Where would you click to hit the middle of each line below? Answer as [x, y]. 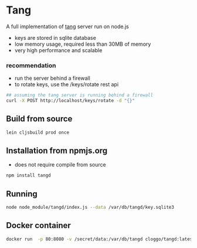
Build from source [39, 119]
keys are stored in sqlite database [55, 38]
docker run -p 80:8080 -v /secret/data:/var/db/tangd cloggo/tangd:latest [101, 239]
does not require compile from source [60, 165]
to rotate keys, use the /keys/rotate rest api [67, 84]
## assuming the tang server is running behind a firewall [80, 95]
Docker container [39, 225]
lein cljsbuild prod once [38, 133]
